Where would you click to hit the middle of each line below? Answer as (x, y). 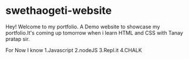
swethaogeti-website (59, 11)
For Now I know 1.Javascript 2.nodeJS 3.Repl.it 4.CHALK (74, 50)
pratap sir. (18, 39)
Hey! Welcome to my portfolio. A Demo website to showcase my (83, 27)
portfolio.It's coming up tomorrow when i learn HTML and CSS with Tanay (94, 32)
